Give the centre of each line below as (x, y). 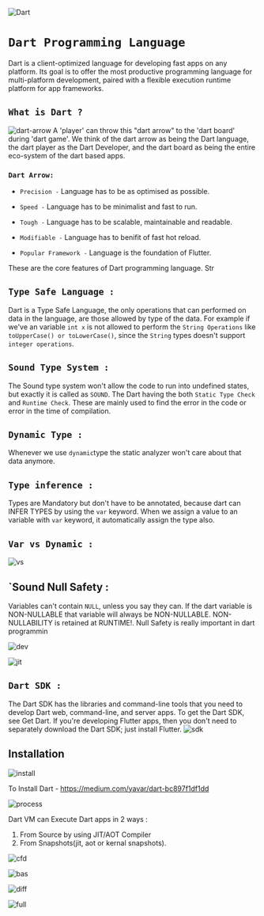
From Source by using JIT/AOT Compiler (85, 834)
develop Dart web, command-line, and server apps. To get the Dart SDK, (126, 712)
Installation (36, 754)
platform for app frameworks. (56, 88)
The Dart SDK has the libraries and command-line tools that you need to (126, 704)
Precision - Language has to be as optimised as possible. (115, 192)
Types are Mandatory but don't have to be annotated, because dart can (124, 504)
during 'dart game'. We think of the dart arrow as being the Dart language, (128, 139)
